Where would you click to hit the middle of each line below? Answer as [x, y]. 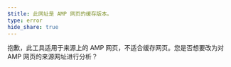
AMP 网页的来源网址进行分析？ [53, 56]
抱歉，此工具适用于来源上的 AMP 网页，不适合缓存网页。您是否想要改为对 [116, 48]
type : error [25, 20]
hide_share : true [33, 27]
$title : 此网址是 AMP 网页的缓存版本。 [60, 14]
